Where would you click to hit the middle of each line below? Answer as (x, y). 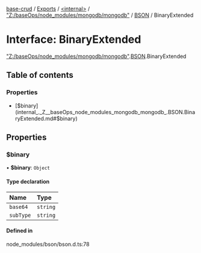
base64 (19, 207)
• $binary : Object (28, 168)
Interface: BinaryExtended (74, 40)
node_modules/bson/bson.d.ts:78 (48, 244)
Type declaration (28, 181)
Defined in (20, 231)
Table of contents (40, 75)
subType (20, 215)
